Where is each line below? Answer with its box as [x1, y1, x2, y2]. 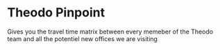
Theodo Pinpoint [7, 5, 105, 21]
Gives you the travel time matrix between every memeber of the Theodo [7, 27, 214, 36]
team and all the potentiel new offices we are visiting [7, 34, 158, 42]
